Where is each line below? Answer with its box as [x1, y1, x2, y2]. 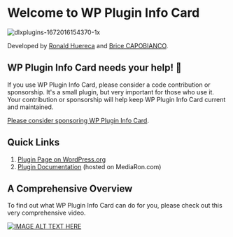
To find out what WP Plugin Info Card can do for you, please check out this [7, 201, 223, 210]
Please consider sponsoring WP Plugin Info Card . [7, 116, 149, 124]
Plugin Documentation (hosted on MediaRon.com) [17, 162, 162, 171]
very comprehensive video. [7, 208, 86, 217]
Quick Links [7, 136, 60, 148]
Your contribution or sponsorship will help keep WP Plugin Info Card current [7, 95, 226, 103]
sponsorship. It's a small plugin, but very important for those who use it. [7, 87, 215, 96]
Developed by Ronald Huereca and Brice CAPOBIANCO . [7, 41, 169, 50]
